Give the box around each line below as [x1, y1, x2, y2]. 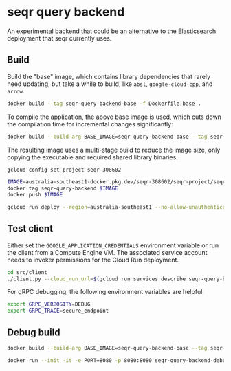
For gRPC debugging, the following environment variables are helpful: [7, 288, 205, 296]
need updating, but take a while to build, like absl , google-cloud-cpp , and [7, 80, 213, 88]
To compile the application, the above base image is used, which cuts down [7, 113, 222, 121]
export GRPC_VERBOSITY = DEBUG [7, 301, 91, 308]
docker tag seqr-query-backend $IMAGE [7, 185, 118, 192]
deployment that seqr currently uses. [7, 34, 112, 42]
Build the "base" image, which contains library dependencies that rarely [7, 72, 211, 80]
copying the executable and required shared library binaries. [7, 153, 179, 161]
